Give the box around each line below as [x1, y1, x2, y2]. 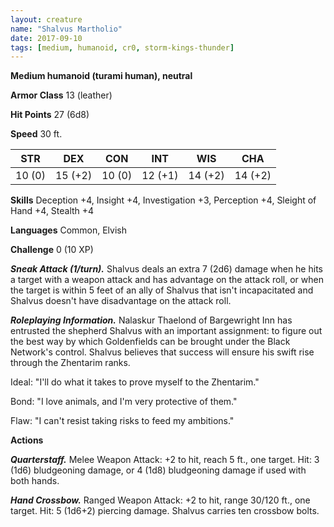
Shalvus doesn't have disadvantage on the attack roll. [10, 295, 232, 307]
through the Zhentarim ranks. [10, 357, 131, 369]
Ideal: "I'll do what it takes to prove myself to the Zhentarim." [10, 376, 260, 388]
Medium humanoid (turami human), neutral [10, 70, 193, 82]
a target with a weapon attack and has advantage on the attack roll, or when [10, 274, 324, 286]
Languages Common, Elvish [10, 224, 128, 236]
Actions [10, 434, 44, 446]
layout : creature [10, 14, 83, 25]
